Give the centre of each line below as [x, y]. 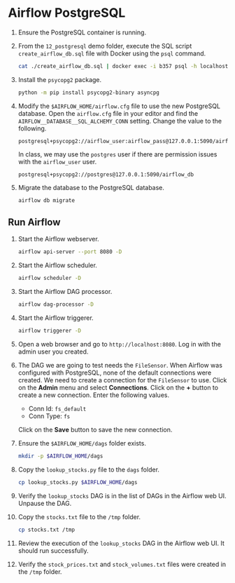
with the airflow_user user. [57, 161]
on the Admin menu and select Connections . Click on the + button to [118, 387]
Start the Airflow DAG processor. [65, 292]
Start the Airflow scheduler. [57, 265]
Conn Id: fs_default [57, 408]
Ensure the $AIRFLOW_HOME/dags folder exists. [82, 443]
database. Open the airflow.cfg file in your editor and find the [108, 113]
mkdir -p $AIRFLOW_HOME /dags [60, 456]
